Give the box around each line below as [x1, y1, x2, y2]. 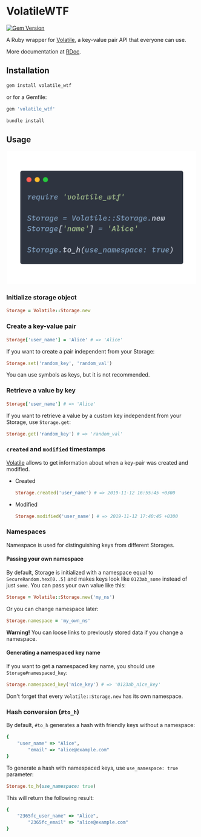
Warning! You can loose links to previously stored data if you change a [6, 629, 183, 636]
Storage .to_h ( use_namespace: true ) [6, 783, 96, 789]
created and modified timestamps [6, 445, 106, 454]
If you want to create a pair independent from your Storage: [6, 347, 155, 355]
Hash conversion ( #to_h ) [6, 708, 80, 716]
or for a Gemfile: [6, 93, 47, 101]
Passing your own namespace [6, 555, 84, 562]
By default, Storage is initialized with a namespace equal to [6, 569, 154, 576]
